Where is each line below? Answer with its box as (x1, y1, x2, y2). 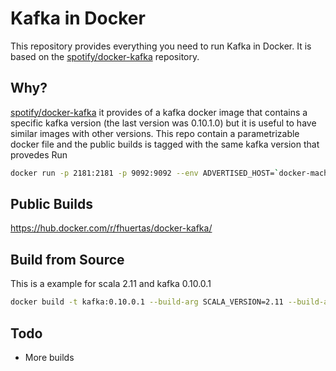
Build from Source (10, 251, 125, 268)
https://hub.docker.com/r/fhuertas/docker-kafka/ (10, 222, 213, 234)
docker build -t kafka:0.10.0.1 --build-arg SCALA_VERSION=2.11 (10, 297, 284, 307)
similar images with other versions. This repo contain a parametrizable (10, 127, 300, 139)
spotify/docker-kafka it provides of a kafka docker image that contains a (10, 106, 308, 118)
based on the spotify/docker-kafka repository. (10, 50, 200, 62)
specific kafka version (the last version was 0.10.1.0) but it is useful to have (10, 117, 317, 129)
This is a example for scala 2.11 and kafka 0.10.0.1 (10, 278, 212, 290)
